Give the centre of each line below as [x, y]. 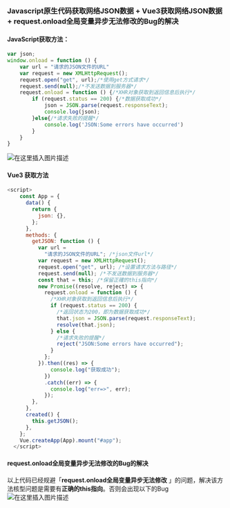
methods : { [41, 235]
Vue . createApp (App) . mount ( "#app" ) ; [71, 440]
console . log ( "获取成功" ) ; [86, 370]
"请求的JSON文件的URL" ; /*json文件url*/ [99, 254]
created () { [42, 415]
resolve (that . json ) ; [86, 325]
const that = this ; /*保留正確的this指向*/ [98, 280]
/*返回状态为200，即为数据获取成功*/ [103, 312]
